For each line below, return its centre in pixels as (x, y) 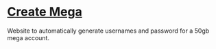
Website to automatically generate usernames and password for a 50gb (108, 31)
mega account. (28, 37)
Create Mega (45, 12)
